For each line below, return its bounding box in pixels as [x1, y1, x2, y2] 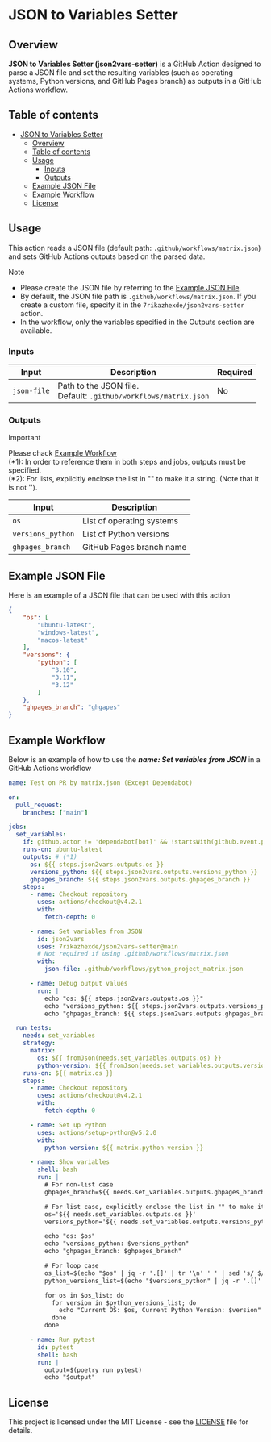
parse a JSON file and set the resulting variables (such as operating [8, 68, 234, 77]
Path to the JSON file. [57, 380, 140, 391]
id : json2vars [37, 935, 85, 943]
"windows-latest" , [37, 628, 99, 636]
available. [19, 325, 52, 335]
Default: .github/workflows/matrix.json [57, 390, 210, 401]
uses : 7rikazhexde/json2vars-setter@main [37, 942, 179, 951]
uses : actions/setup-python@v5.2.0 [37, 1128, 157, 1136]
